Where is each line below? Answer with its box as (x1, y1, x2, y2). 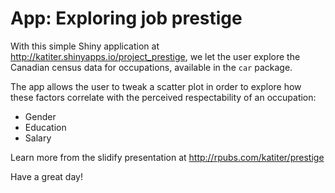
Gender (24, 110, 57, 122)
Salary (24, 132, 52, 144)
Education (24, 121, 67, 133)
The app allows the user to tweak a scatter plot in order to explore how (10, 80, 302, 92)
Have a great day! (10, 170, 83, 182)
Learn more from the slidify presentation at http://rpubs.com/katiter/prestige (10, 151, 325, 163)
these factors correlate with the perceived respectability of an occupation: (10, 91, 317, 103)
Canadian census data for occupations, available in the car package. (10, 61, 293, 73)
